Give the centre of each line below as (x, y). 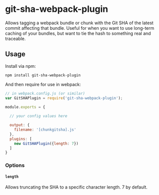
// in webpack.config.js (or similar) (45, 93)
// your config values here (39, 116)
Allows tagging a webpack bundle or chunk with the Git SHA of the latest (79, 23)
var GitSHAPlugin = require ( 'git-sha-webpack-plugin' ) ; (64, 98)
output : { (20, 125)
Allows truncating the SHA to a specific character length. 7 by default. (76, 187)
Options (15, 165)
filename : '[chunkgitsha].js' (45, 130)
